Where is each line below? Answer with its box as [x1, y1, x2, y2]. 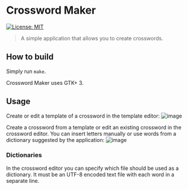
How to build [6, 52, 54, 62]
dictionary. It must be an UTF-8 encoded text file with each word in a [6, 170, 175, 178]
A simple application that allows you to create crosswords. [20, 34, 164, 42]
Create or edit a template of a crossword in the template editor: [6, 112, 160, 119]
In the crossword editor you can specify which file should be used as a [6, 164, 179, 172]
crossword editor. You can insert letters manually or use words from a [6, 130, 177, 137]
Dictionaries [6, 151, 43, 159]
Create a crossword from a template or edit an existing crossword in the [6, 123, 182, 131]
